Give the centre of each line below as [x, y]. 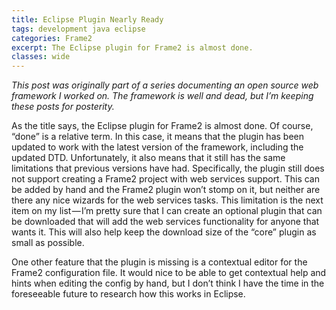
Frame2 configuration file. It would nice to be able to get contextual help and [169, 273]
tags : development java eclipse [78, 29]
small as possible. [48, 243]
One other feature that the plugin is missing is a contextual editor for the [159, 262]
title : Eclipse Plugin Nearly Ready [87, 19]
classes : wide [41, 57]
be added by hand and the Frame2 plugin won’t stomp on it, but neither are [166, 190]
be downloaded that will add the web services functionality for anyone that [165, 222]
